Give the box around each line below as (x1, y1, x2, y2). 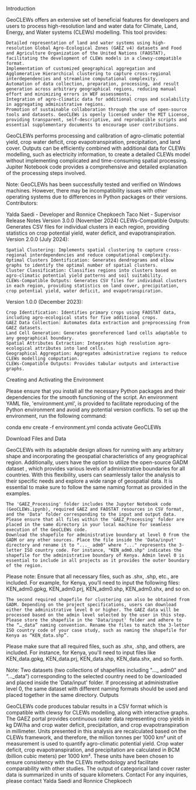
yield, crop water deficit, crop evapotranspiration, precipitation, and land (6, 139, 181, 145)
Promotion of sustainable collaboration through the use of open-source (6, 107, 187, 112)
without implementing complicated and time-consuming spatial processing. (6, 157, 188, 164)
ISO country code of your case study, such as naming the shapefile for (6, 627, 187, 633)
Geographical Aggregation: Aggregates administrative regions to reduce (6, 351, 187, 356)
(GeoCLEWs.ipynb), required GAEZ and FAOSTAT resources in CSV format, (6, 506, 184, 512)
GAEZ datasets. (6, 325, 43, 331)
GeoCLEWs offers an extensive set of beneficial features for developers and (6, 16, 190, 23)
